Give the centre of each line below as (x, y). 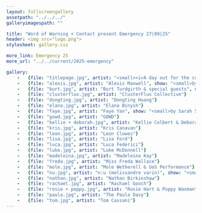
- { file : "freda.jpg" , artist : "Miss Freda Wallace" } (89, 161)
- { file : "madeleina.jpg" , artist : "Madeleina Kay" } (87, 156)
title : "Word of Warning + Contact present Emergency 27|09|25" (88, 34)
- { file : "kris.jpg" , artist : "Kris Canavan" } (79, 128)
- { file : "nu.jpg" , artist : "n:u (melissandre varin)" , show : (99, 172)
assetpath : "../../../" (36, 17)
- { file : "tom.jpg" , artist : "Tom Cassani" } (76, 200)
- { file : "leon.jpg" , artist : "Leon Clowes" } (78, 133)
